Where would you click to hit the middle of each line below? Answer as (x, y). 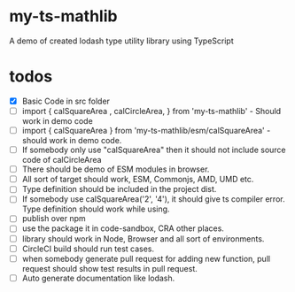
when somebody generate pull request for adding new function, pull (146, 258)
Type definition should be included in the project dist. (119, 189)
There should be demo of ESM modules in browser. (116, 169)
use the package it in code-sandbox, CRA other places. (123, 228)
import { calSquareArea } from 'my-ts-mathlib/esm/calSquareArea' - (146, 131)
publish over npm (54, 219)
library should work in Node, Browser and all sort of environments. (143, 238)
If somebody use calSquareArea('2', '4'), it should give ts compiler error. (153, 199)
